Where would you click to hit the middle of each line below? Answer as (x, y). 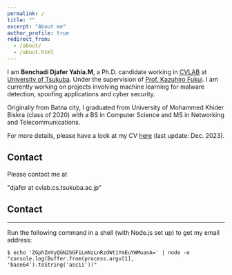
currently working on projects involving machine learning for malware (106, 87)
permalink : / (26, 14)
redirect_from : (29, 39)
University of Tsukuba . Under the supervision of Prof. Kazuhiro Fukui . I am (113, 79)
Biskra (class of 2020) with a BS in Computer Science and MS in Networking (116, 114)
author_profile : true (38, 33)
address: (20, 240)
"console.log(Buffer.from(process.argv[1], (71, 258)
